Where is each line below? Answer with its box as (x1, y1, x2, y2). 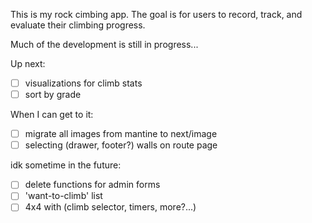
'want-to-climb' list (24, 190, 103, 202)
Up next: (10, 58, 46, 69)
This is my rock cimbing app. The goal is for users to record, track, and (10, 9, 303, 20)
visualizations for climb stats (24, 77, 143, 89)
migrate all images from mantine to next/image (24, 128, 218, 140)
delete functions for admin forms (24, 179, 161, 191)
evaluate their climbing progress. (10, 19, 146, 31)
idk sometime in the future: (10, 159, 122, 171)
